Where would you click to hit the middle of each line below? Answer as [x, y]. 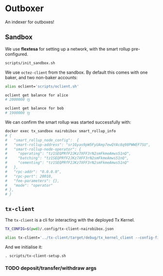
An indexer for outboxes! [30, 22]
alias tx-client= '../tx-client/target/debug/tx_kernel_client [69, 238]
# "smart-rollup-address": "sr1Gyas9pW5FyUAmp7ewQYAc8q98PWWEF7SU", [78, 145]
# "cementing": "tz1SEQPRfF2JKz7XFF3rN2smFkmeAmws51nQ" [67, 163]
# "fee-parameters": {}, [32, 181]
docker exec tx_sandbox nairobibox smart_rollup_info [61, 131]
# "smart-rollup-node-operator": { [43, 149]
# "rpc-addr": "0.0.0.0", [33, 172]
